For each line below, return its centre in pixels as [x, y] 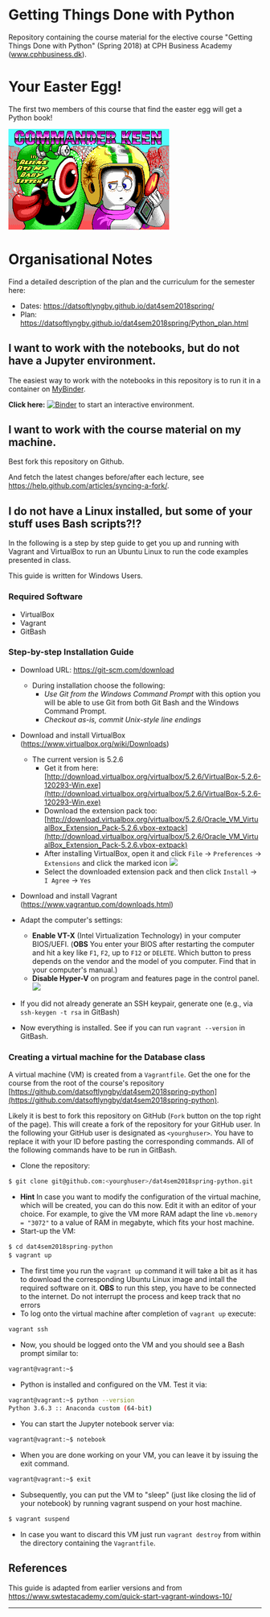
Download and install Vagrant [69, 895]
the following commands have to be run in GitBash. [93, 1150]
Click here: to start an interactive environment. [102, 404]
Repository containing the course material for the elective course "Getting [131, 37]
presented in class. [40, 560]
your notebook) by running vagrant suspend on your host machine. [131, 1503]
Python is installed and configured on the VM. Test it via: [113, 1384]
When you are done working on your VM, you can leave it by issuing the [139, 1455]
